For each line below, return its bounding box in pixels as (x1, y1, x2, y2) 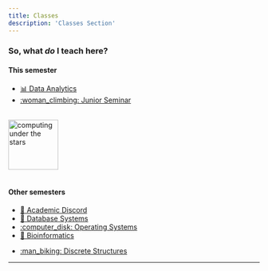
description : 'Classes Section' (8, 19, 116, 27)
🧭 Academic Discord (19, 205, 88, 214)
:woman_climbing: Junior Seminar (19, 95, 132, 105)
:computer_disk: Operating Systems (19, 221, 138, 232)
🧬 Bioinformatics (19, 230, 74, 240)
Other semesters (8, 187, 66, 197)
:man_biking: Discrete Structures (19, 245, 128, 256)
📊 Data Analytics (19, 83, 77, 93)
